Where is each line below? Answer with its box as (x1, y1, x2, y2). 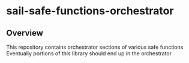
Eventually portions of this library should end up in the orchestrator (6, 50, 172, 57)
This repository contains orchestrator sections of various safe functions (6, 43, 184, 51)
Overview (6, 28, 44, 38)
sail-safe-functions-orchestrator (6, 4, 174, 18)
